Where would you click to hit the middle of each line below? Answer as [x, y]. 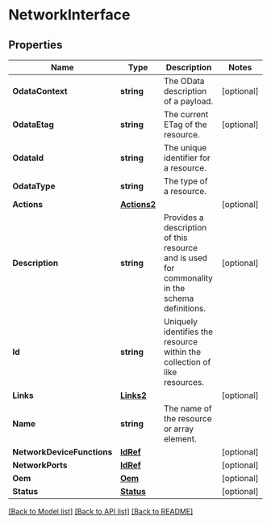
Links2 [133, 395]
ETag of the [186, 125]
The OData [184, 81]
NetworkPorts [40, 465]
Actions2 [138, 204]
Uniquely [181, 321]
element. [181, 439]
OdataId [28, 158]
